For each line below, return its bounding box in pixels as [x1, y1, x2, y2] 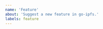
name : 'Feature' [5, 7, 39, 12]
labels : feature [5, 16, 39, 21]
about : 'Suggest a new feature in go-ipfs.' [5, 12, 99, 17]
